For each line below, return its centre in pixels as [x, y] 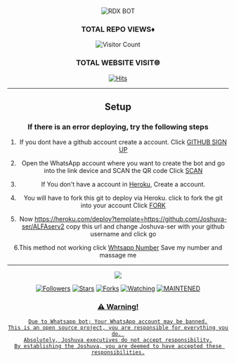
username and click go [123, 234]
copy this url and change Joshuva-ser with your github [145, 227]
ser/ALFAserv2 [43, 227]
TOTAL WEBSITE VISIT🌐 [118, 63]
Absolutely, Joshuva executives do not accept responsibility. [118, 340]
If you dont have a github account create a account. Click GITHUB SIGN [123, 142]
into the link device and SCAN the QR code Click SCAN [123, 171]
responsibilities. [118, 352]
